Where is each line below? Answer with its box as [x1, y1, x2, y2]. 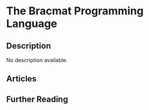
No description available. [6, 57, 68, 63]
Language [6, 17, 58, 30]
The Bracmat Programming [6, 4, 144, 18]
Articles [6, 74, 37, 84]
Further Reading [6, 94, 68, 104]
